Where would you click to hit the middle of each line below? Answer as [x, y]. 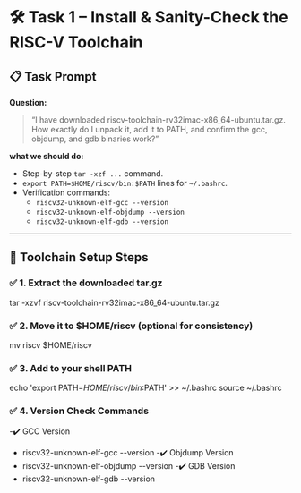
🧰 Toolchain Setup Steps [79, 257]
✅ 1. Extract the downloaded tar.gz [86, 283]
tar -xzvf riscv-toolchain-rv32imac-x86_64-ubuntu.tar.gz [114, 302]
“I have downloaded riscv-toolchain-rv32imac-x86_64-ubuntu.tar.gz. [159, 120]
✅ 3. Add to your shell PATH [71, 368]
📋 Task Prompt [53, 76]
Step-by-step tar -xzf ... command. [93, 174]
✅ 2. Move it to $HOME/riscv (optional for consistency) [131, 326]
